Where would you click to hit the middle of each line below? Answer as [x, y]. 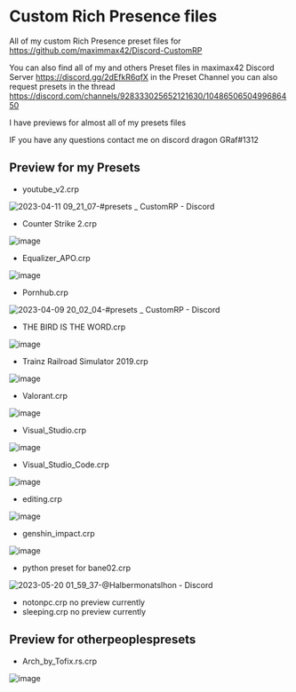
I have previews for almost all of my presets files [98, 123]
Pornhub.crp [45, 292]
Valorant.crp [45, 395]
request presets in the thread [62, 86]
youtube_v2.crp [51, 189]
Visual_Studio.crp [54, 430]
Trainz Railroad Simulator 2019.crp [85, 361]
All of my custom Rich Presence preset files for [95, 41]
